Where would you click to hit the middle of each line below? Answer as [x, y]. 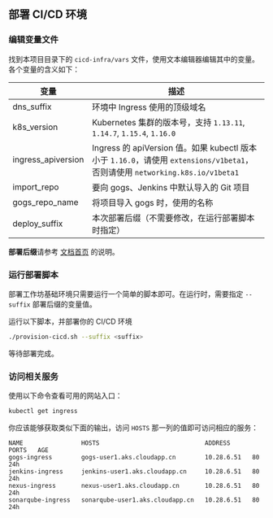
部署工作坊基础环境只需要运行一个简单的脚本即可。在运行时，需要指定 [126, 294]
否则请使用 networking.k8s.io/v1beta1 [166, 172]
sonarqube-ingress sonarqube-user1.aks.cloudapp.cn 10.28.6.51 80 [134, 500]
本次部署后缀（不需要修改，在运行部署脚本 [173, 218]
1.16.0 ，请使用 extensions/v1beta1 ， [182, 159]
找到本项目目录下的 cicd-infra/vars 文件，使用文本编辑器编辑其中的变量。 [134, 59]
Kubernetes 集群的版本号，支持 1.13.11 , [169, 122]
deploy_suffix [38, 224]
